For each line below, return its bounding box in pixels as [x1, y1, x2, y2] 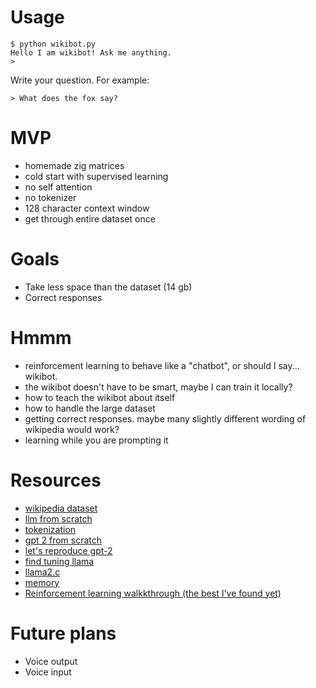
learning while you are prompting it [24, 434, 169, 446]
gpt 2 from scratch [24, 534, 103, 546]
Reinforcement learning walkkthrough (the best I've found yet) [24, 587, 282, 599]
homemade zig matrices [24, 159, 125, 171]
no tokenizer [24, 191, 77, 203]
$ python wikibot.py [10, 39, 97, 49]
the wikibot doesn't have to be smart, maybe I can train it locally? [24, 381, 293, 393]
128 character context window [24, 202, 150, 214]
